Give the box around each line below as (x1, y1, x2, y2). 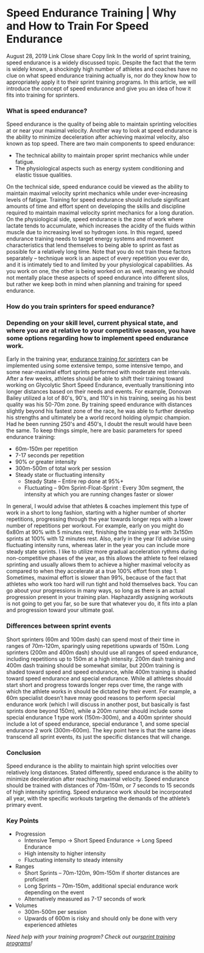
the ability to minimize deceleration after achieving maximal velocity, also (6, 133, 190, 141)
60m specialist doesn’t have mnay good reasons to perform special (6, 694, 175, 701)
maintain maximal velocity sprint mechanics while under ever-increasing (6, 189, 188, 197)
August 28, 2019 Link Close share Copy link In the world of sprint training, (6, 52, 191, 59)
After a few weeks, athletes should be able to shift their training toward (6, 375, 184, 382)
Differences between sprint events (6, 622, 111, 630)
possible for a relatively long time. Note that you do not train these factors (6, 248, 191, 256)
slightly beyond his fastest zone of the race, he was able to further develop (6, 407, 195, 415)
